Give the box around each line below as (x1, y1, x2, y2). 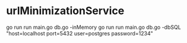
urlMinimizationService (6, 4, 125, 18)
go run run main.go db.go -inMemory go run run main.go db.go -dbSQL (6, 24, 181, 31)
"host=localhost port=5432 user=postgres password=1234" (6, 29, 153, 37)
